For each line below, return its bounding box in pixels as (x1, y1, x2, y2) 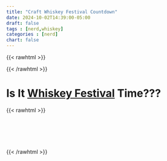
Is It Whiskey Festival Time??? (6, 87, 162, 100)
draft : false (6, 20, 39, 26)
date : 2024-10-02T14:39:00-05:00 (6, 15, 91, 21)
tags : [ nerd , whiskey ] (6, 25, 64, 32)
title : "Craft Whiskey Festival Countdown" (6, 8, 118, 15)
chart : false (6, 37, 39, 43)
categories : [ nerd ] (6, 31, 59, 38)
